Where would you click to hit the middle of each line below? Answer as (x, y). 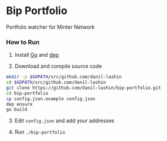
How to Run (23, 42)
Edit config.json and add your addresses (64, 121)
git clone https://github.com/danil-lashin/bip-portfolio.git (83, 88)
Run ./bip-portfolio (40, 132)
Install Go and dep (37, 55)
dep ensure (19, 104)
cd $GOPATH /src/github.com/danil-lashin (56, 82)
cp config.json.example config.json (51, 99)
